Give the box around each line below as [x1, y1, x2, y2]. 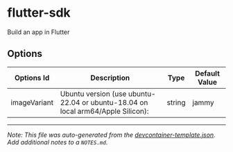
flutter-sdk [7, 5, 71, 21]
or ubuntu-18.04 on [82, 97, 148, 107]
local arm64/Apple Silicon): [60, 106, 149, 116]
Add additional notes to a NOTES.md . [7, 137, 108, 146]
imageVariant [10, 97, 54, 107]
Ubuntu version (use [60, 89, 127, 99]
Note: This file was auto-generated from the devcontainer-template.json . [7, 130, 216, 139]
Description [89, 73, 130, 83]
